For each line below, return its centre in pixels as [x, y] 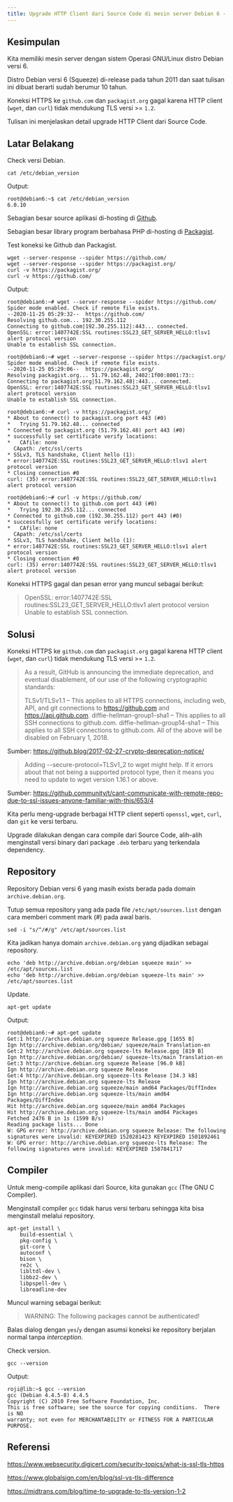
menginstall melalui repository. [51, 1216]
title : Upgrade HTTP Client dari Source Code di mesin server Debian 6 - [117, 14]
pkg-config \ [39, 1241]
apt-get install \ [34, 1228]
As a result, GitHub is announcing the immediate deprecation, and [119, 672]
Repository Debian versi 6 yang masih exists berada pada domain [102, 889]
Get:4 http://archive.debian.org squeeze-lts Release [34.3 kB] [103, 1076]
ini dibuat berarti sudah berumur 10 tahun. [67, 87]
